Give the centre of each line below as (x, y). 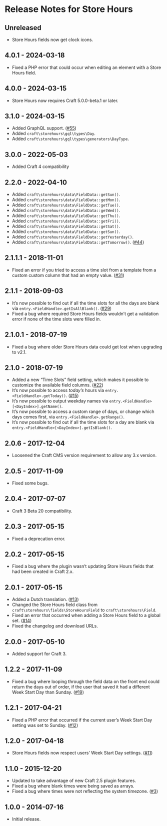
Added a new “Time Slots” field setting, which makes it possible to (80, 380)
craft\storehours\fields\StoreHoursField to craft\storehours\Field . (84, 610)
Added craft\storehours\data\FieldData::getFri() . (66, 221)
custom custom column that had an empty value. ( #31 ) (68, 275)
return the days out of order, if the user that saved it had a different (81, 686)
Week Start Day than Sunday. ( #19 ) (48, 692)
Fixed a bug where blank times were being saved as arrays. (73, 786)
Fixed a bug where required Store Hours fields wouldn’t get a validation (85, 313)
